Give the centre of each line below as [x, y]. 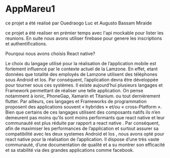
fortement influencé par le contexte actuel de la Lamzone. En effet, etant [82, 69]
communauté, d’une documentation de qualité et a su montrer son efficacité [85, 144]
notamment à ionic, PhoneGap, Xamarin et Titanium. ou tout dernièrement [83, 96]
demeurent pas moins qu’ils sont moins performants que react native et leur [85, 117]
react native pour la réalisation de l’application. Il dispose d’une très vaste [82, 139]
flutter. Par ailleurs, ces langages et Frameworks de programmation [76, 101]
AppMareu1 [30, 9]
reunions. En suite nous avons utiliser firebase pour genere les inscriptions [84, 38]
